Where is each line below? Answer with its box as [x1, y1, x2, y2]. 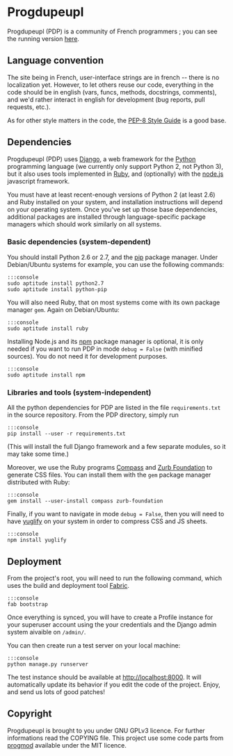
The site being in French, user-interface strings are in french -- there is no [7, 73, 220, 81]
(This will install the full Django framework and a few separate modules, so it [7, 443, 226, 451]
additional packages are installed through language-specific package [7, 213, 207, 221]
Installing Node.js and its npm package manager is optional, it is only [7, 337, 204, 345]
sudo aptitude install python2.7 [7, 279, 104, 287]
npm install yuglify [7, 536, 67, 544]
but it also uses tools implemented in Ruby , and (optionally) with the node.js [7, 170, 224, 178]
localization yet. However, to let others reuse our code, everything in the [7, 81, 214, 89]
